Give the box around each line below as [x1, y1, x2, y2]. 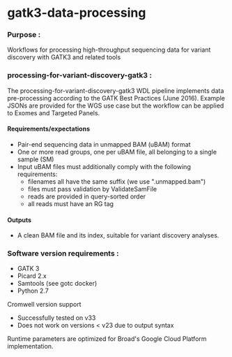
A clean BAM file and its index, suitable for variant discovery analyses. [17, 231, 219, 240]
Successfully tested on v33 [17, 314, 96, 322]
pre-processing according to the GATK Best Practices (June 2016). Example [7, 94, 225, 102]
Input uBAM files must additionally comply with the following [17, 162, 192, 170]
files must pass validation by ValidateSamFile [27, 184, 157, 193]
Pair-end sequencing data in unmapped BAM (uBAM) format [17, 140, 191, 148]
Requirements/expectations [7, 124, 91, 133]
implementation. [7, 342, 54, 351]
